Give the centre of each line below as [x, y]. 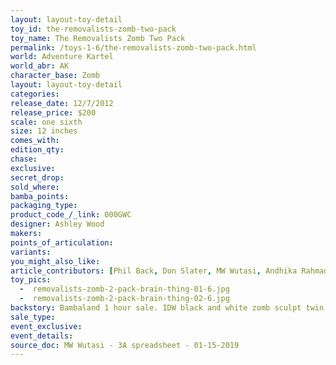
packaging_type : [44, 206]
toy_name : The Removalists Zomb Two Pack [98, 38]
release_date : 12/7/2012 [62, 103]
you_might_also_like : [55, 261]
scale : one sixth [46, 122]
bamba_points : [40, 196]
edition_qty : [37, 150]
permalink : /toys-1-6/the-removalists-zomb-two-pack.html [133, 47]
